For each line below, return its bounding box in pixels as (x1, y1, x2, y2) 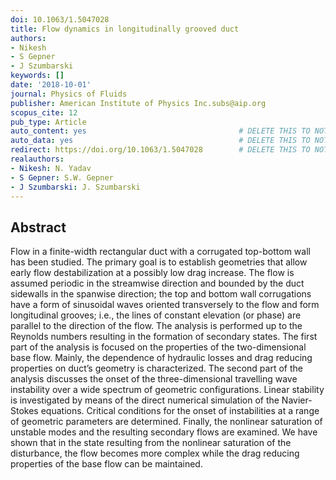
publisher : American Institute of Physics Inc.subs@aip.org (10, 98, 267, 108)
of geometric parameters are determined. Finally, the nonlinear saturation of (10, 416, 323, 428)
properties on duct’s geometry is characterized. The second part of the (10, 362, 303, 375)
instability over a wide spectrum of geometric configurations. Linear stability (10, 384, 325, 396)
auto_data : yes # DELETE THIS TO (10, 136, 311, 146)
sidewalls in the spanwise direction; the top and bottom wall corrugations (10, 288, 312, 300)
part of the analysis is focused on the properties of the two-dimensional (10, 341, 307, 353)
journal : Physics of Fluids (10, 89, 128, 99)
